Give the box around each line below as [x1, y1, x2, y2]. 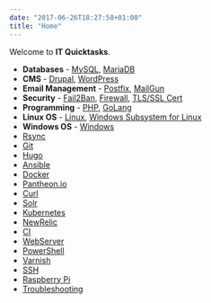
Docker [22, 168, 50, 180]
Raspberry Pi [22, 273, 71, 284]
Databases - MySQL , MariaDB [22, 64, 136, 75]
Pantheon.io [22, 178, 67, 189]
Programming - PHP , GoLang [22, 102, 132, 112]
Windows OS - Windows [22, 120, 115, 131]
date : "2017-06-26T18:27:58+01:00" [9, 13, 143, 22]
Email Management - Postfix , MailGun [22, 83, 164, 94]
